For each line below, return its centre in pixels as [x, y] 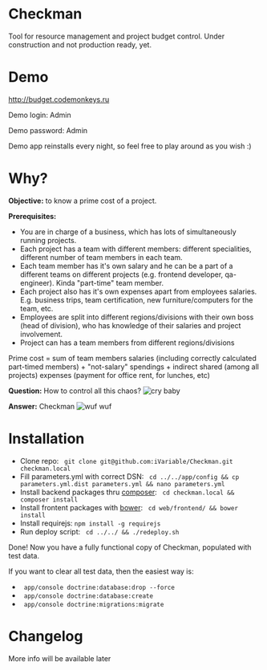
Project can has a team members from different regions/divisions [127, 343]
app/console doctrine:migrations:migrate [94, 604]
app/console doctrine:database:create [89, 596]
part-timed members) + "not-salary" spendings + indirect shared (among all [133, 367]
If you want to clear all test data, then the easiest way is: [101, 571]
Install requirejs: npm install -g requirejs [90, 523]
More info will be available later [60, 658]
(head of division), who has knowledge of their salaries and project [130, 325]
